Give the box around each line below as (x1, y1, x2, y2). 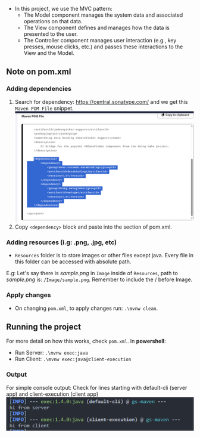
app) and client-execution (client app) (6, 390, 99, 398)
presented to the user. (23, 30, 79, 38)
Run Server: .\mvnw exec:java (14, 349, 88, 356)
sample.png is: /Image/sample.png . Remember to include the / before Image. (6, 276, 193, 283)
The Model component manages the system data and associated (23, 11, 183, 19)
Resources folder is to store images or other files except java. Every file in (14, 252, 194, 259)
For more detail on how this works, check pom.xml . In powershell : (6, 337, 166, 345)
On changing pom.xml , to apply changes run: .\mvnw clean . (14, 304, 158, 312)
